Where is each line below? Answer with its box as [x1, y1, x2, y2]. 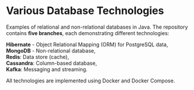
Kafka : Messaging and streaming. [6, 65, 88, 72]
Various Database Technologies [6, 4, 164, 18]
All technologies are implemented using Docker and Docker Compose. [6, 77, 175, 84]
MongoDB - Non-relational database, [6, 47, 96, 54]
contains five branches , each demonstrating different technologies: [6, 29, 169, 36]
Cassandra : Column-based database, [6, 60, 98, 67]
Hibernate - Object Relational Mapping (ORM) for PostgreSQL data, [6, 41, 168, 48]
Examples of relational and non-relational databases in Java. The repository [6, 23, 188, 30]
